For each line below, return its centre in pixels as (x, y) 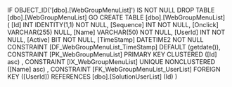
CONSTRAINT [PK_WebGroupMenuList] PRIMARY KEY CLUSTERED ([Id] (112, 54)
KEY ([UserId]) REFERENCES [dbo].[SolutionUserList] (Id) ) (92, 77)
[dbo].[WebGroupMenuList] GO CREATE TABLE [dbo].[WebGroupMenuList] (116, 17)
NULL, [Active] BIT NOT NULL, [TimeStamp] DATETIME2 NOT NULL (105, 40)
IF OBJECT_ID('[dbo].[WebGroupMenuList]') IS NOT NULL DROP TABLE (111, 10)
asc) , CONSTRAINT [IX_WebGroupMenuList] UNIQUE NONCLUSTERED (111, 62)
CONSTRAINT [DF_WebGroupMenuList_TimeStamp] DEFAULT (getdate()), (114, 47)
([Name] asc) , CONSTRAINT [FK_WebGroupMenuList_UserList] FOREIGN (114, 69)
